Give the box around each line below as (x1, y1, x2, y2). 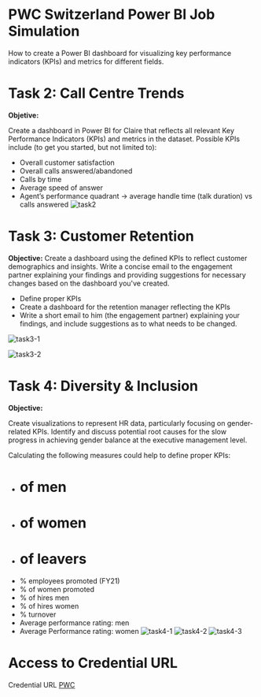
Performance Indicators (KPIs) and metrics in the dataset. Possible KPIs (8, 134, 241, 143)
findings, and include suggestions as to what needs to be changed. (19, 319, 237, 328)
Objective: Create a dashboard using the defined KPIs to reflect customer (8, 253, 248, 263)
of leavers (19, 550, 87, 568)
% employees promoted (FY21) (19, 576, 120, 586)
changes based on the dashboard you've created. (8, 278, 170, 288)
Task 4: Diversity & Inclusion (8, 377, 199, 395)
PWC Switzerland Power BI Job (8, 6, 215, 24)
